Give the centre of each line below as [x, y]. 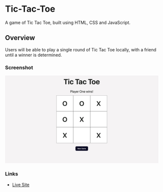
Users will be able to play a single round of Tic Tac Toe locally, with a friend [81, 49]
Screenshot [19, 67]
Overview [20, 38]
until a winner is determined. [34, 55]
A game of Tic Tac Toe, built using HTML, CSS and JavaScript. [68, 22]
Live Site [21, 185]
